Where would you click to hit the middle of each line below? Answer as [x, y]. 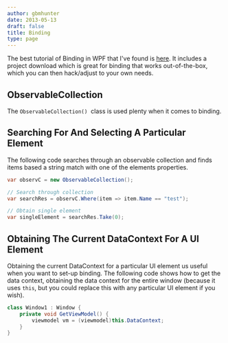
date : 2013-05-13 [32, 20]
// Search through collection [50, 192]
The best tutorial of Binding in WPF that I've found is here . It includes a [107, 58]
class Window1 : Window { [44, 307]
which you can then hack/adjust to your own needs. [80, 73]
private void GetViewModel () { [64, 314]
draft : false [26, 26]
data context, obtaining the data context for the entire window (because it [111, 280]
